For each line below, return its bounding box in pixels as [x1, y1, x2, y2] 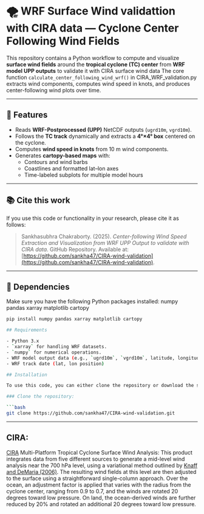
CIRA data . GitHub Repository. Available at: [21, 245, 129, 253]
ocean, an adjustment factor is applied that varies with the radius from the [6, 481, 191, 488]
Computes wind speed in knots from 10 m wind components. [15, 145, 169, 152]
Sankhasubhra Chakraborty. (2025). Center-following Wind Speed [21, 233, 187, 240]
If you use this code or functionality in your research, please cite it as [6, 214, 179, 222]
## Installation [6, 371, 47, 378]
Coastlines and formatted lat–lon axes [24, 165, 119, 172]
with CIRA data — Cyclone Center [6, 21, 179, 35]
